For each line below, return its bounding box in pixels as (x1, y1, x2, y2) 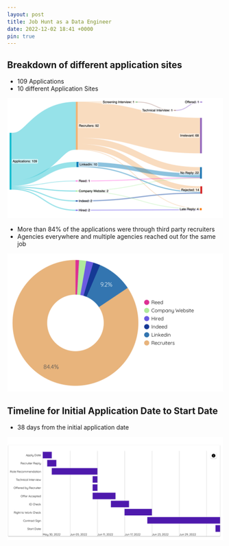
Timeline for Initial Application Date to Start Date (7, 405, 218, 416)
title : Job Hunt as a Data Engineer (7, 18, 112, 25)
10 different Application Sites (16, 84, 99, 93)
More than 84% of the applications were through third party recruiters (16, 225, 215, 233)
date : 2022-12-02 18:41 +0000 (7, 25, 94, 32)
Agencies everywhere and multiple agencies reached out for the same (16, 232, 216, 240)
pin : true (7, 33, 36, 40)
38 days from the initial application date (16, 423, 129, 431)
